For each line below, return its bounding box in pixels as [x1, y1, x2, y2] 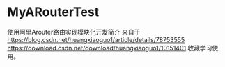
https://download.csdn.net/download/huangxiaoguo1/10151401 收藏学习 [7, 44, 212, 52]
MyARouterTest [7, 4, 100, 20]
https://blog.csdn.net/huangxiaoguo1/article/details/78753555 [7, 35, 185, 44]
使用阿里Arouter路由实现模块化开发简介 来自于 [7, 28, 141, 36]
